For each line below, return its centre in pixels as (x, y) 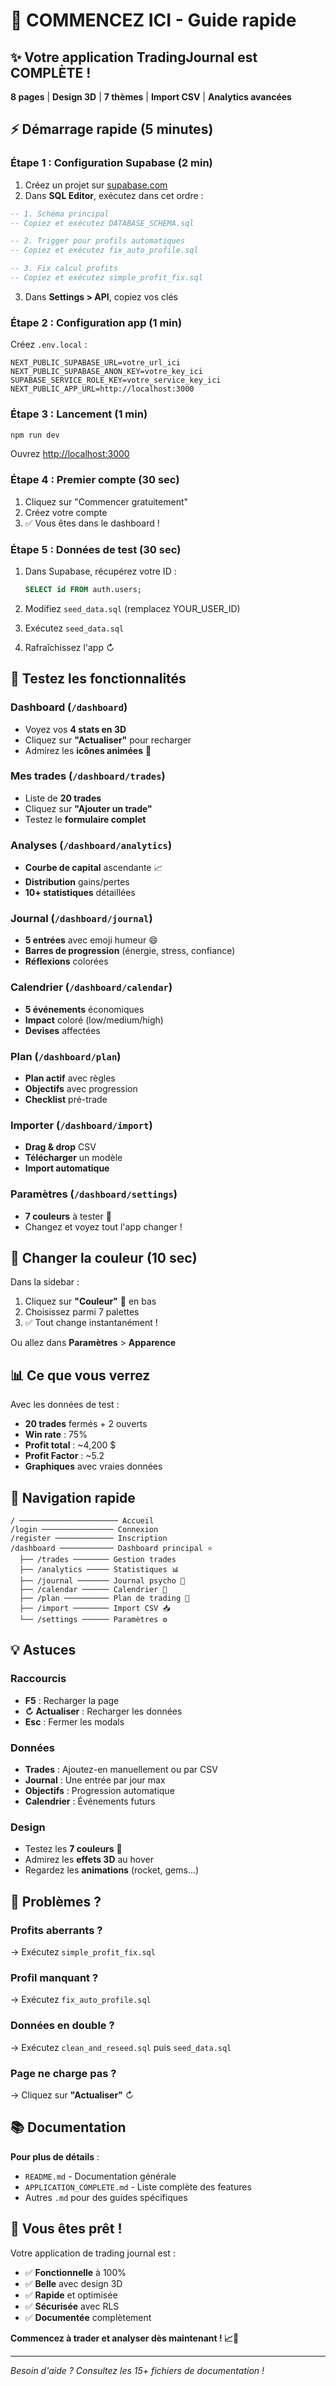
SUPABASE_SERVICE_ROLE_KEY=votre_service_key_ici (116, 380)
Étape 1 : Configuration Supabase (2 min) (111, 163)
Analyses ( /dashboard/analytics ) (91, 845)
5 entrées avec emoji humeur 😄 (91, 940)
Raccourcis (38, 1679)
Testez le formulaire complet (85, 819)
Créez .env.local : (49, 345)
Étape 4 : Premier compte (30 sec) (95, 480)
